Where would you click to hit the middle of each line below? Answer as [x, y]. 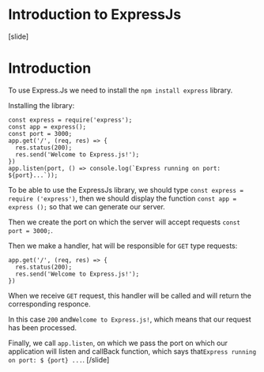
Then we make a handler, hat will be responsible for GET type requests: [123, 246]
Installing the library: [41, 105]
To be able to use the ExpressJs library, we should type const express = [126, 190]
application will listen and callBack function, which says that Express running [132, 351]
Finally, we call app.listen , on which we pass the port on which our [118, 343]
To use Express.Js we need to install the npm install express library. [121, 90]
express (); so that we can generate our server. [87, 206]
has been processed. [43, 327]
